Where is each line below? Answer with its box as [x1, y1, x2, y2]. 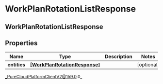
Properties [5, 39, 38, 47]
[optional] [137, 61, 160, 68]
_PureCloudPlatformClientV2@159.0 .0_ [5, 74, 82, 80]
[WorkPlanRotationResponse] [30, 61, 100, 68]
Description [104, 53, 132, 60]
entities [7, 61, 26, 68]
